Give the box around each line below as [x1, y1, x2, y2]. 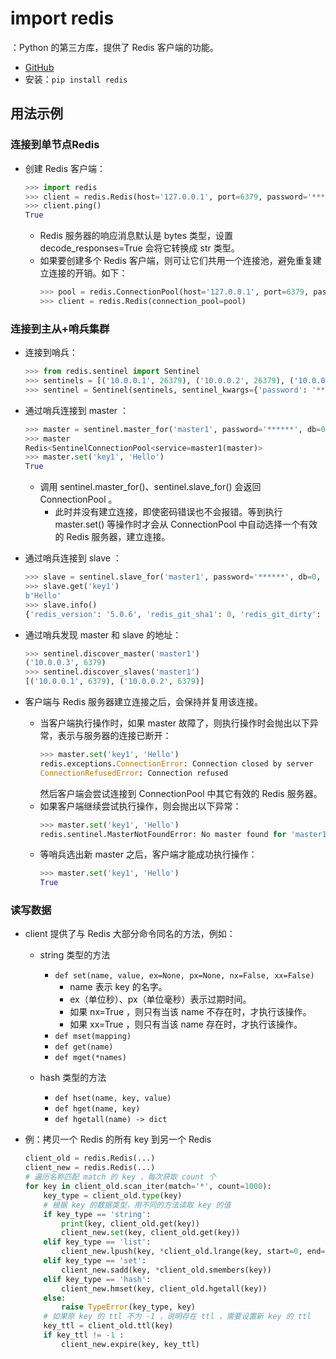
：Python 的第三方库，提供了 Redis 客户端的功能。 [10, 41, 219, 53]
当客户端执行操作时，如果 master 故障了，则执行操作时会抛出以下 [39, 717, 310, 729]
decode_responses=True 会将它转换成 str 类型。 [39, 242, 240, 254]
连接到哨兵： [24, 347, 78, 359]
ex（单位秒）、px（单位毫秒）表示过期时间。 [69, 993, 252, 1006]
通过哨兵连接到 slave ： [24, 552, 122, 564]
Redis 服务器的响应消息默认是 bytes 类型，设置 [39, 230, 234, 242]
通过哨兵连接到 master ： [24, 404, 130, 416]
